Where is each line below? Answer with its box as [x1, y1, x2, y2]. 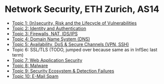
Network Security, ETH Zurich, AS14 [5, 3, 159, 15]
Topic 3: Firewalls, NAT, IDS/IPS [12, 30, 78, 36]
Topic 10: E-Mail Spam [12, 73, 59, 79]
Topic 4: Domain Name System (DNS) [12, 36, 90, 42]
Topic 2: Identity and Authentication [12, 25, 87, 31]
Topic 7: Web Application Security [12, 57, 83, 63]
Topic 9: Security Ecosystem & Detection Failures [12, 67, 114, 73]
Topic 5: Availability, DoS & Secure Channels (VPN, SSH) [12, 41, 129, 47]
